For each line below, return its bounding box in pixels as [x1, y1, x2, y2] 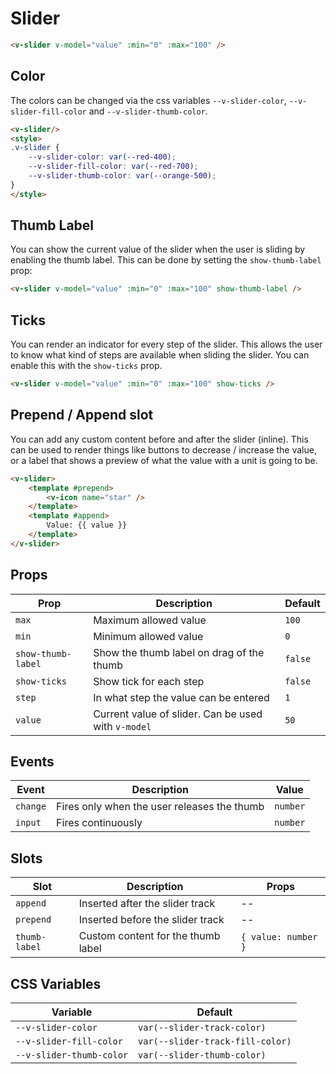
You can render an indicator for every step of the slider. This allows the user [10, 338, 323, 351]
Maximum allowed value [93, 613, 207, 627]
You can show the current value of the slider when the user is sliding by [10, 243, 306, 256]
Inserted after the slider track [78, 897, 216, 911]
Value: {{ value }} [46, 520, 128, 531]
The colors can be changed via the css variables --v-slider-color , [10, 94, 287, 106]
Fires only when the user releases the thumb [56, 800, 265, 814]
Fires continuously [56, 816, 143, 830]
